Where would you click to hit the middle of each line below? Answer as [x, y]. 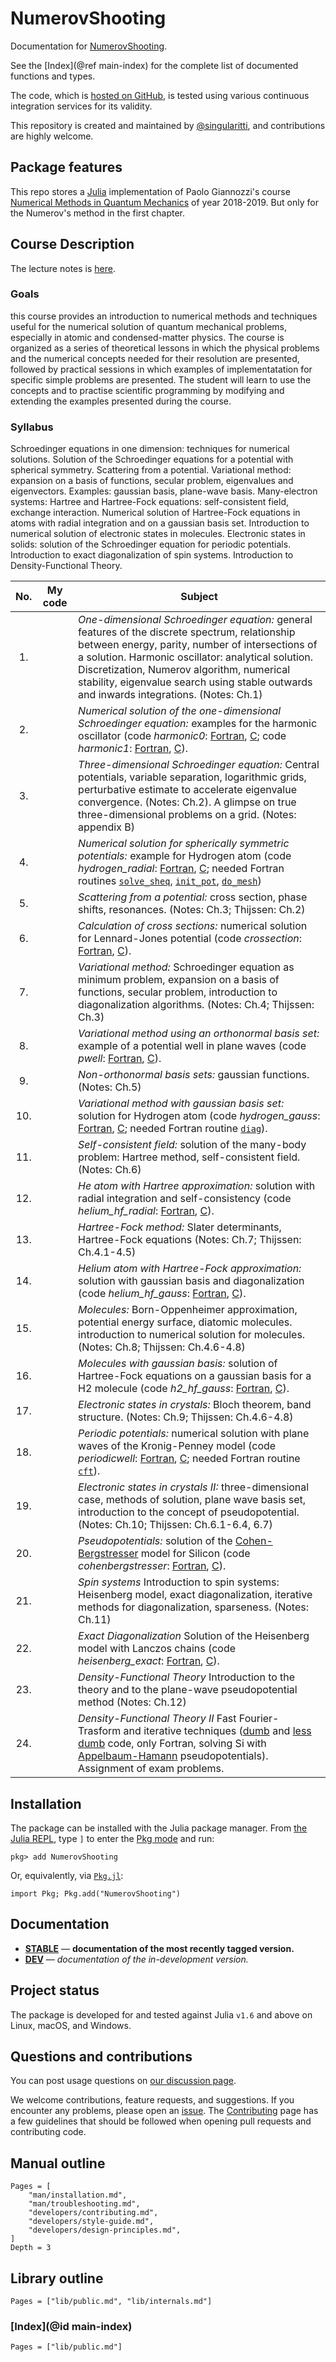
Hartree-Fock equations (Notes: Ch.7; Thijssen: [190, 1240]
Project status [55, 1990]
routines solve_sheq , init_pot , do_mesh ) [170, 881]
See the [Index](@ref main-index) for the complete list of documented [154, 65]
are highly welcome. [52, 136]
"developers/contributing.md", [93, 2213]
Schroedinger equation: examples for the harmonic [198, 724]
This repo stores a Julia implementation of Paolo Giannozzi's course [150, 191]
